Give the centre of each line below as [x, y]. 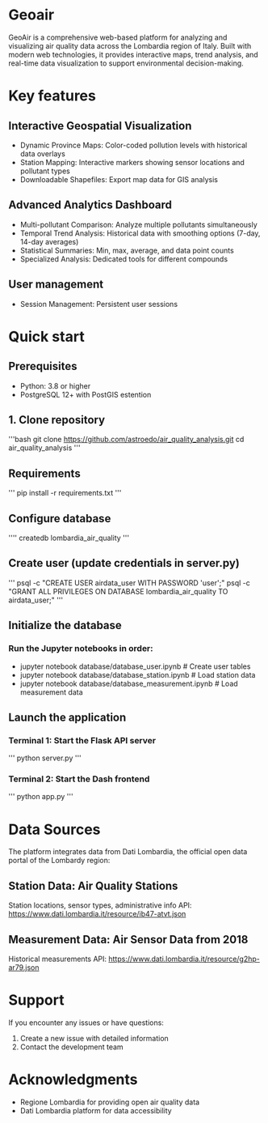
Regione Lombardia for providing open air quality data [110, 1102]
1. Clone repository [57, 420]
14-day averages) [49, 241]
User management [56, 285]
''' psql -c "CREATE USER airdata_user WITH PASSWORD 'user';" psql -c [129, 583]
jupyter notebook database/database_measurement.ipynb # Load [129, 683]
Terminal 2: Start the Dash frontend [79, 779]
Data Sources [54, 829]
